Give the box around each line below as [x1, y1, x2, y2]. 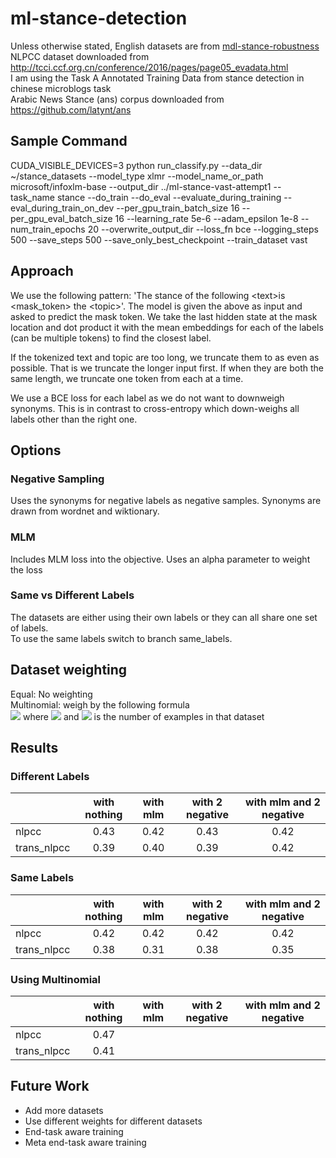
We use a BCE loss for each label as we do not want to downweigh [10, 392, 285, 404]
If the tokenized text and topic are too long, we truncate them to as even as [10, 351, 320, 363]
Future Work [10, 1078, 90, 1095]
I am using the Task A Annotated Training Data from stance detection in [10, 72, 305, 84]
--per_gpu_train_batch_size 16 [116, 202, 240, 214]
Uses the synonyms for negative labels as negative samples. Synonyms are [10, 495, 322, 507]
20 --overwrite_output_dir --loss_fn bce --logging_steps [87, 223, 319, 235]
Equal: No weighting [10, 688, 93, 700]
